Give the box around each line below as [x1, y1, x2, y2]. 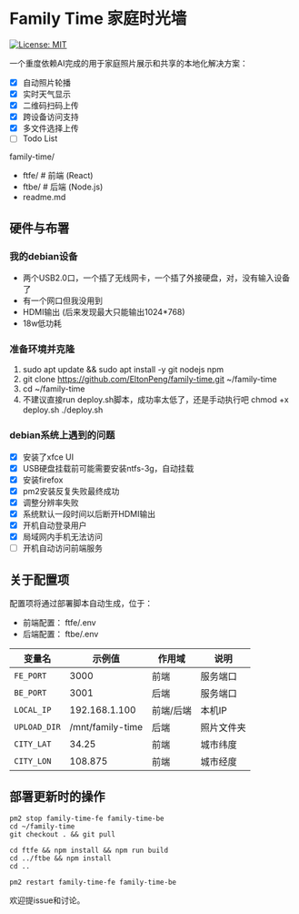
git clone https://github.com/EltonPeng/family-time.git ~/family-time [22, 374, 277, 385]
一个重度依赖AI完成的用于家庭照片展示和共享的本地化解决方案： [9, 57, 248, 68]
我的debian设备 [9, 249, 78, 262]
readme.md [22, 192, 66, 203]
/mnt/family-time [69, 720, 144, 733]
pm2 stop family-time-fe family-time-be [9, 814, 165, 823]
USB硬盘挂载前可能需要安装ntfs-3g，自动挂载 [22, 462, 194, 473]
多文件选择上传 [22, 123, 79, 134]
